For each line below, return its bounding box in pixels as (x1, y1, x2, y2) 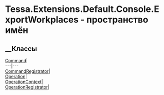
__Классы (5, 44, 37, 53)
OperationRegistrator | (5, 84, 50, 90)
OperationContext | (5, 79, 43, 85)
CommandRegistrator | (5, 68, 51, 74)
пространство (86, 14, 149, 25)
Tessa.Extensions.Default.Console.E (5, 3, 160, 15)
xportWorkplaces (5, 14, 79, 25)
